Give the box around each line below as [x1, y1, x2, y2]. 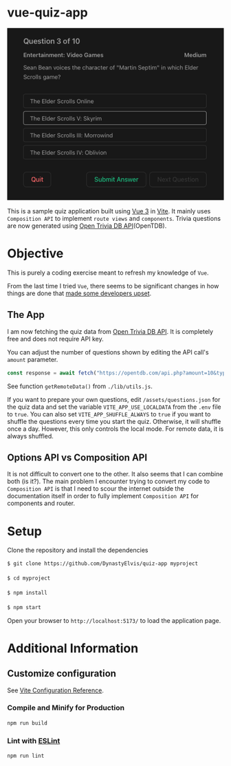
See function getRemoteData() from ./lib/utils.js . [7, 382, 153, 390]
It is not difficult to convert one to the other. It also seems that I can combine [7, 470, 223, 478]
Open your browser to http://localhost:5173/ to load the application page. [7, 616, 221, 624]
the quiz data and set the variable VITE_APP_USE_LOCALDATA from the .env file [7, 403, 221, 411]
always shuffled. [7, 432, 54, 440]
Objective [7, 246, 64, 262]
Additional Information [7, 640, 139, 656]
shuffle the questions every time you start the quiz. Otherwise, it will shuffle [7, 417, 221, 425]
